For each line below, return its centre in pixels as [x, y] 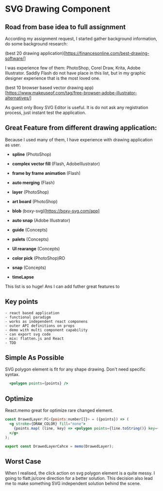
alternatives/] [18, 98]
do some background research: [36, 44]
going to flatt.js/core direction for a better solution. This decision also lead [79, 478]
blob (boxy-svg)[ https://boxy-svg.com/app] [56, 211]
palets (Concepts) [30, 239]
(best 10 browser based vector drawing [44, 88]
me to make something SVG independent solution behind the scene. [73, 484]
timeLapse [23, 277]
